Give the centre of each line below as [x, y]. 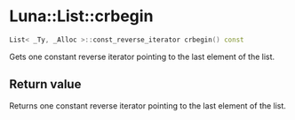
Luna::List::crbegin [81, 16]
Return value [45, 84]
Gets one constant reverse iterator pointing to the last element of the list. [142, 56]
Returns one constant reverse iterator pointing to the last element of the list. [148, 105]
